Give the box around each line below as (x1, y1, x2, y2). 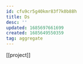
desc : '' (6, 19, 27, 25)
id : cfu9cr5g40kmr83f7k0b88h (6, 8, 77, 15)
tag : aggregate (6, 35, 43, 41)
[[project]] (6, 52, 31, 58)
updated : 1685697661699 (6, 24, 64, 31)
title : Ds (6, 14, 30, 20)
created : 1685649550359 (6, 30, 64, 36)
